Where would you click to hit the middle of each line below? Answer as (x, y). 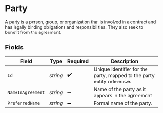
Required (78, 61)
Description (125, 61)
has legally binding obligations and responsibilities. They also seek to (74, 27)
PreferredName (24, 103)
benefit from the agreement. (33, 32)
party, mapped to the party (124, 75)
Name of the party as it (120, 89)
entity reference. (112, 81)
